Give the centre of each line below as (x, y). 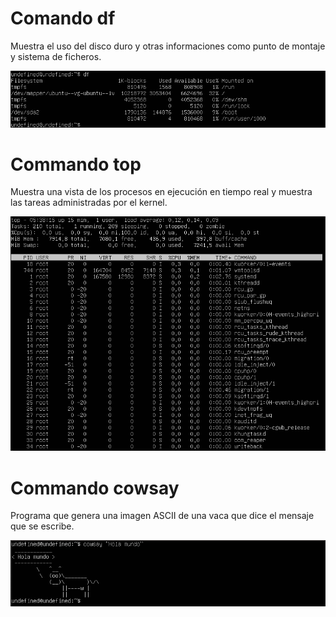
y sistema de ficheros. (56, 56)
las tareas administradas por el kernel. (89, 203)
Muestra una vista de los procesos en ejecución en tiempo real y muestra (161, 192)
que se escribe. (42, 526)
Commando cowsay (95, 488)
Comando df (63, 18)
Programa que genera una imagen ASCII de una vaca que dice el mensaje (162, 516)
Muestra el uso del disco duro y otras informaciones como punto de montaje (168, 46)
